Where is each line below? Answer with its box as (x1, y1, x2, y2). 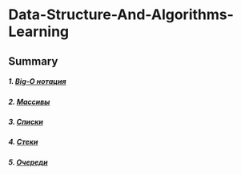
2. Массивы (8, 97, 50, 106)
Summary (8, 54, 58, 68)
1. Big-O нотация (8, 77, 66, 86)
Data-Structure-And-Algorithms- (8, 6, 235, 24)
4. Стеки (8, 137, 38, 147)
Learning (8, 22, 70, 41)
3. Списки (8, 117, 44, 126)
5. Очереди (8, 157, 48, 167)
